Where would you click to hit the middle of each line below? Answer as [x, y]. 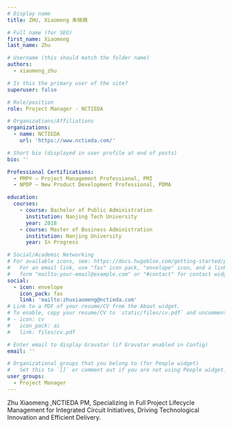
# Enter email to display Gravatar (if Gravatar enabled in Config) [108, 345]
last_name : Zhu [29, 46]
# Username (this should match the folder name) [78, 58]
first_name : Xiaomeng [38, 39]
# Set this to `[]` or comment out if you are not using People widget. [117, 370]
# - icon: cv [26, 319]
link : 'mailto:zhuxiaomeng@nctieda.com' [78, 300]
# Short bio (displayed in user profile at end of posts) [92, 153]
